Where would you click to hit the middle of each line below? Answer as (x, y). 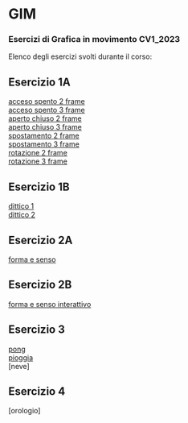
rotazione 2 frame (38, 153)
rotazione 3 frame (38, 161)
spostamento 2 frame (44, 136)
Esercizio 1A (39, 82)
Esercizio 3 (37, 330)
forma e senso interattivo (50, 304)
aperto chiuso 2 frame (45, 118)
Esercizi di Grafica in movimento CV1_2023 (94, 39)
